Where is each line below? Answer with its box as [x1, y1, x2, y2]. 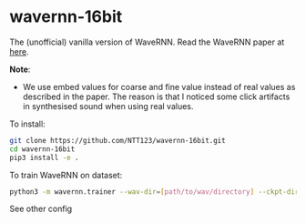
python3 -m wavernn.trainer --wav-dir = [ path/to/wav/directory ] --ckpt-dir [9, 187, 300, 197]
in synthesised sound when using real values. [22, 100, 194, 111]
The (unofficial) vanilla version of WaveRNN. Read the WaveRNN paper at [9, 36, 285, 47]
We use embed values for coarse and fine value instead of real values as [22, 81, 296, 92]
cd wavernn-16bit [9, 144, 76, 154]
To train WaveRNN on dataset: [9, 169, 123, 180]
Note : [9, 64, 31, 75]
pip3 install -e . [9, 153, 79, 162]
